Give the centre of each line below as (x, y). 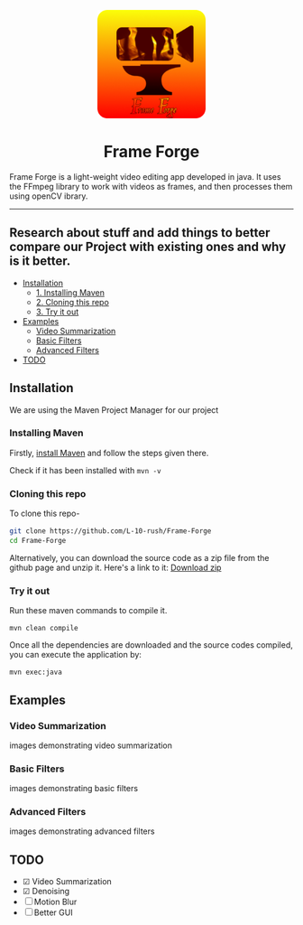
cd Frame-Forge (38, 541)
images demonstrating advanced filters (82, 831)
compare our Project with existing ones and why (148, 247)
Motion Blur (55, 902)
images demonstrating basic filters (73, 789)
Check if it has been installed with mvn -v (85, 470)
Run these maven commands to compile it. (88, 611)
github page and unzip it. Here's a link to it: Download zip (115, 567)
